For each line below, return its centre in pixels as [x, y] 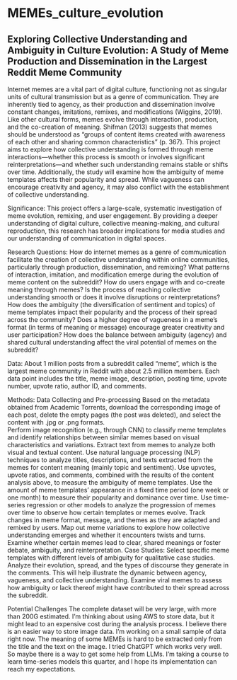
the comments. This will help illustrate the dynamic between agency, [107, 572]
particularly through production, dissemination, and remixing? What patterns [118, 267]
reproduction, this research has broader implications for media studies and [116, 231]
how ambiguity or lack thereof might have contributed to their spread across [118, 588]
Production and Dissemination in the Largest [107, 61]
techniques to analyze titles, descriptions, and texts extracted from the [110, 460]
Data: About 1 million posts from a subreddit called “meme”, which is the [112, 363]
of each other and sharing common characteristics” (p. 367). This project [114, 142]
